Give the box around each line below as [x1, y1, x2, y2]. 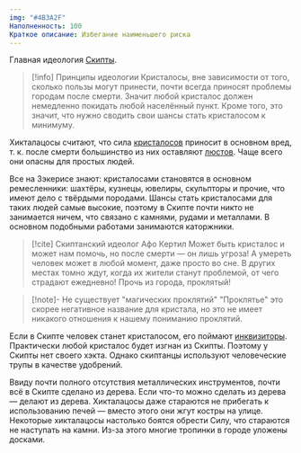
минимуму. [31, 120, 75, 130]
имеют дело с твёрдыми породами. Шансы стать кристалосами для [9, 192, 272, 203]
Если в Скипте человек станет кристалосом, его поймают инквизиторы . [9, 331, 288, 342]
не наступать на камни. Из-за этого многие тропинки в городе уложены [9, 424, 288, 436]
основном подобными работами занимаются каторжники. [9, 221, 235, 232]
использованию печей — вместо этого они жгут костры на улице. [9, 405, 263, 416]
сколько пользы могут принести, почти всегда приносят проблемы [31, 82, 292, 93]
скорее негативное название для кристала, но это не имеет [31, 304, 263, 315]
